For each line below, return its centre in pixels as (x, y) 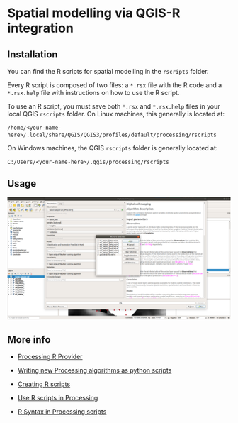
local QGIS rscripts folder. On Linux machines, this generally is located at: (116, 114)
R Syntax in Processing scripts (62, 412)
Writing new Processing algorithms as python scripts (95, 370)
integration (41, 28)
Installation (33, 54)
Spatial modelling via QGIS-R (94, 13)
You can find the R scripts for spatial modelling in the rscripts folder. (108, 71)
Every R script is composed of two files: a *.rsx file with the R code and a (115, 85)
